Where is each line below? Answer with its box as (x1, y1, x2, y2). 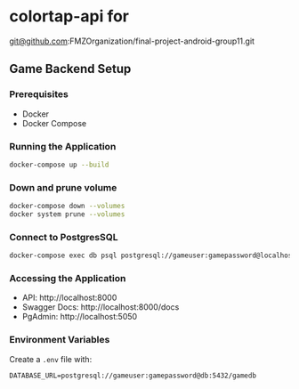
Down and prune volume (9, 181, 117, 193)
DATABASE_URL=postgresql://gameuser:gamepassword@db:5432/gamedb (9, 371, 256, 380)
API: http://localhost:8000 (21, 292, 117, 304)
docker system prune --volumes (9, 209, 125, 219)
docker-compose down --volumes (9, 202, 125, 211)
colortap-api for (9, 6, 129, 27)
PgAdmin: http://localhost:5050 (21, 312, 138, 322)
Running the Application (9, 140, 117, 152)
